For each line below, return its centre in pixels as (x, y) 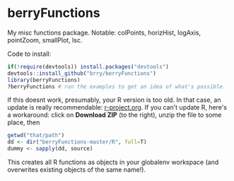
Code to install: (29, 54)
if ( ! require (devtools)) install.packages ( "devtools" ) (88, 66)
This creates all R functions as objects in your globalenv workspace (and (113, 162)
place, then (24, 122)
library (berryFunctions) (44, 80)
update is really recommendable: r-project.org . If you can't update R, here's (117, 107)
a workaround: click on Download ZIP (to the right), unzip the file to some (115, 115)
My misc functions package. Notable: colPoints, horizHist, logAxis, (104, 33)
